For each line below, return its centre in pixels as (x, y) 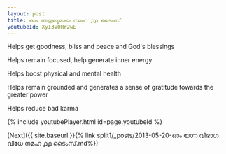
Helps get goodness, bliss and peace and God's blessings (91, 47)
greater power (28, 94)
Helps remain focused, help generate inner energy (80, 60)
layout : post (26, 14)
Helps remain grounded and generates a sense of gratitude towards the (111, 87)
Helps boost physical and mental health (64, 73)
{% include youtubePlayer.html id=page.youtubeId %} (85, 122)
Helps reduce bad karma (43, 108)
